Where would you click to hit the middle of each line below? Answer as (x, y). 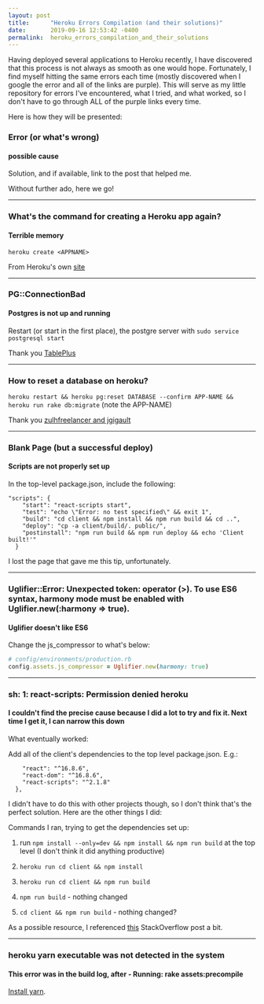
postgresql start (37, 338)
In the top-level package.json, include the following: (92, 484)
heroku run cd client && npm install (81, 867)
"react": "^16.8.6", (56, 769)
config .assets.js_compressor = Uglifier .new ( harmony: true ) (109, 667)
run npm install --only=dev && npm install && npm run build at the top (137, 843)
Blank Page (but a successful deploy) (81, 447)
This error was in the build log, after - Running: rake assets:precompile (126, 974)
